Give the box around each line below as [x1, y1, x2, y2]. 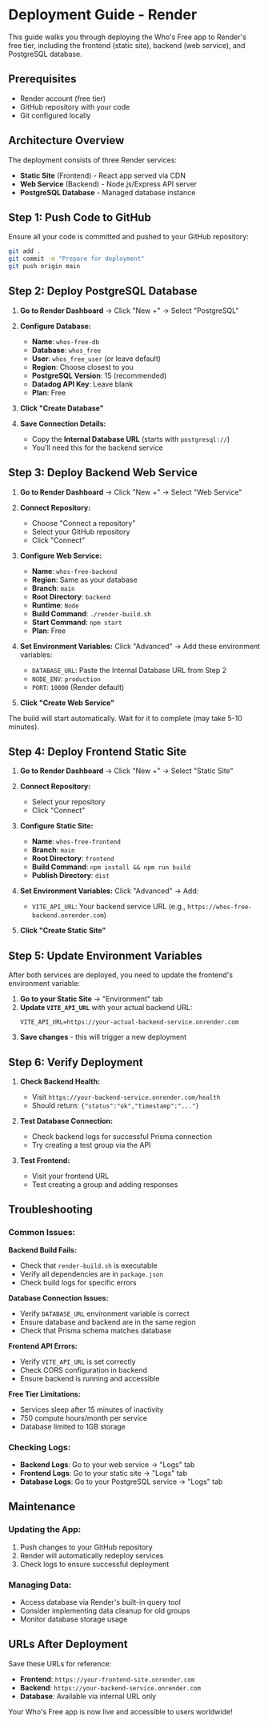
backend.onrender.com [31, 912, 104, 920]
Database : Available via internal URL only [19, 1691, 157, 1701]
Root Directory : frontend [31, 854, 114, 864]
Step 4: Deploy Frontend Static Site [8, 745, 186, 759]
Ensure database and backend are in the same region [19, 1317, 196, 1326]
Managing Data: [8, 1579, 72, 1590]
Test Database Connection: [19, 1117, 114, 1126]
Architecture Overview [8, 134, 125, 147]
